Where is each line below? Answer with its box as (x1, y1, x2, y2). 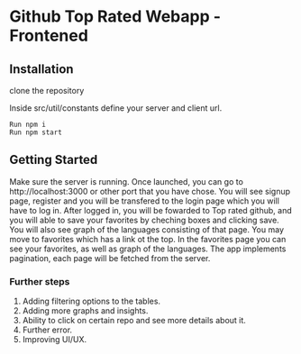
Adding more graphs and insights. (22, 305, 149, 316)
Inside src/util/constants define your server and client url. (9, 103, 223, 113)
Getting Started (9, 152, 98, 168)
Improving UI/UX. (22, 334, 87, 345)
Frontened (9, 25, 88, 46)
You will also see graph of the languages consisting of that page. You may (9, 223, 284, 235)
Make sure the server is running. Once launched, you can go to (9, 176, 243, 186)
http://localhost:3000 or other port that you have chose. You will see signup (9, 186, 291, 196)
